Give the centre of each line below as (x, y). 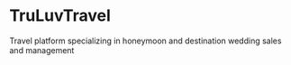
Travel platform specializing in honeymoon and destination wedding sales (145, 41)
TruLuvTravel (60, 16)
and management (42, 50)
